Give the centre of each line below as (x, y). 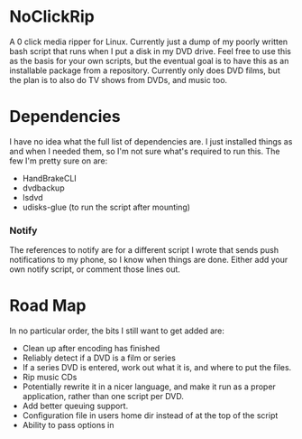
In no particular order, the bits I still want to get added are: (117, 331)
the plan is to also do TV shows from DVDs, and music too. (119, 79)
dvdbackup (43, 188)
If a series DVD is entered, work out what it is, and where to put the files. (157, 368)
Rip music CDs (50, 378)
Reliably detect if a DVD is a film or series (99, 358)
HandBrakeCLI (49, 178)
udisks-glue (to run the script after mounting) (106, 207)
